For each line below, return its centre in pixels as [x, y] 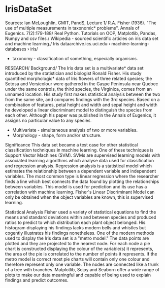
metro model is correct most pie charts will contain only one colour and [77, 259]
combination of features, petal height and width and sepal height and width [81, 105]
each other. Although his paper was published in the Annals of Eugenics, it [81, 115]
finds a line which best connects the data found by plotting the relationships [82, 181]
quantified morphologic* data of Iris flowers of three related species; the [79, 78]
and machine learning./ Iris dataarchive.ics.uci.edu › [58, 43]
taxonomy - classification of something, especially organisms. [75, 58]
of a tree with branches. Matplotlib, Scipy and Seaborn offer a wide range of [82, 269]
